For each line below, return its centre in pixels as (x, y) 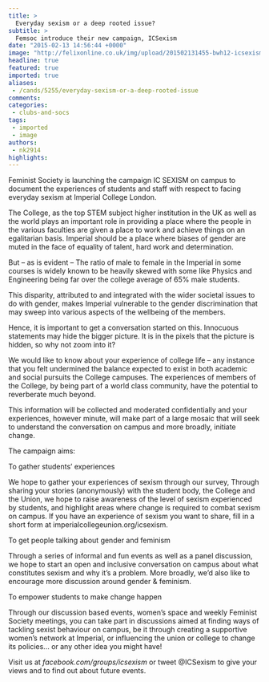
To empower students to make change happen (85, 597)
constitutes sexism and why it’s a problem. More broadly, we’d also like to (129, 573)
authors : (23, 142)
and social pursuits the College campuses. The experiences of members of (132, 377)
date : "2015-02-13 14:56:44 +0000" (68, 46)
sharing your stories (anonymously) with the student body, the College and (132, 491)
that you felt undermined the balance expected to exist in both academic (128, 369)
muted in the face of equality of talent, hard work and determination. (121, 247)
